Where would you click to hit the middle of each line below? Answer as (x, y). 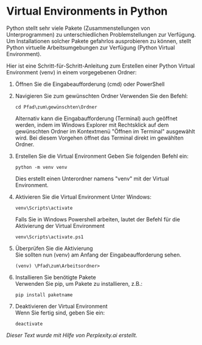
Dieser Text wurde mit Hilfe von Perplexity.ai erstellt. (72, 335)
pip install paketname (44, 295)
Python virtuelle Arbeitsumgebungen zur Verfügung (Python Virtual (91, 48)
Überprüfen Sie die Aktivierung (54, 248)
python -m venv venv (41, 167)
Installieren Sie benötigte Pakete (55, 277)
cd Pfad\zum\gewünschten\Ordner (56, 107)
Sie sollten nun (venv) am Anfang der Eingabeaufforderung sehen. (98, 255)
